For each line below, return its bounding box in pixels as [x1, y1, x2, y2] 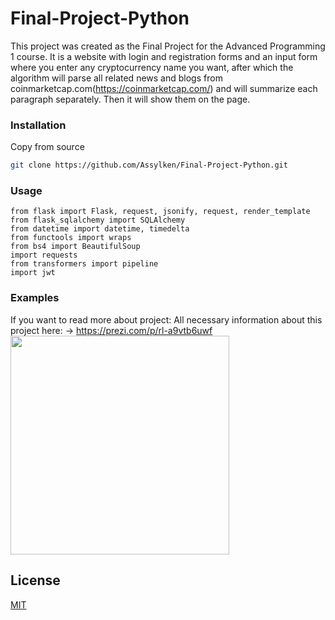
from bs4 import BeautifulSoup [10, 242, 141, 252]
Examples [10, 291, 60, 305]
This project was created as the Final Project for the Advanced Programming [10, 40, 326, 52]
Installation [10, 118, 67, 132]
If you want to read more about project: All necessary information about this [10, 313, 323, 326]
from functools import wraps [10, 233, 132, 243]
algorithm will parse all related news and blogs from [10, 72, 223, 84]
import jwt [10, 268, 56, 278]
